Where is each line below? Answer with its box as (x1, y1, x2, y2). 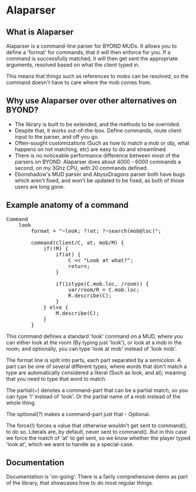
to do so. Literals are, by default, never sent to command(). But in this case (6, 428, 187, 435)
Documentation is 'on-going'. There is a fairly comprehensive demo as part (6, 473, 188, 480)
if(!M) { (43, 245, 69, 252)
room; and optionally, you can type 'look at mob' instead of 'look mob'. (6, 345, 177, 352)
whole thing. (6, 399, 36, 406)
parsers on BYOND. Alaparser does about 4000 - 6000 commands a (14, 158, 181, 165)
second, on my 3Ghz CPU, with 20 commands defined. (14, 164, 148, 171)
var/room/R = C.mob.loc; (68, 286, 140, 293)
